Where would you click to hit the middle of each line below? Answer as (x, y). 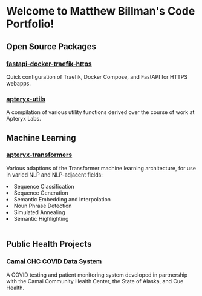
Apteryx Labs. (24, 119)
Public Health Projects (49, 244)
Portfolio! (30, 24)
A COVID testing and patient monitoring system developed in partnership (97, 275)
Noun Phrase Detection (43, 206)
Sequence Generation (41, 193)
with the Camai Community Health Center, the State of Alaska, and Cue (95, 281)
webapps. (19, 83)
